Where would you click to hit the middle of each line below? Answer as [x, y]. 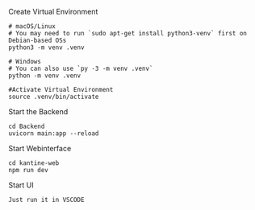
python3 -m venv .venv [46, 47]
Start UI [21, 185]
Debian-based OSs [38, 40]
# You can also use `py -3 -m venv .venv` [81, 68]
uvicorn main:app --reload [54, 134]
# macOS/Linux [32, 27]
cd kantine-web [34, 163]
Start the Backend [38, 111]
